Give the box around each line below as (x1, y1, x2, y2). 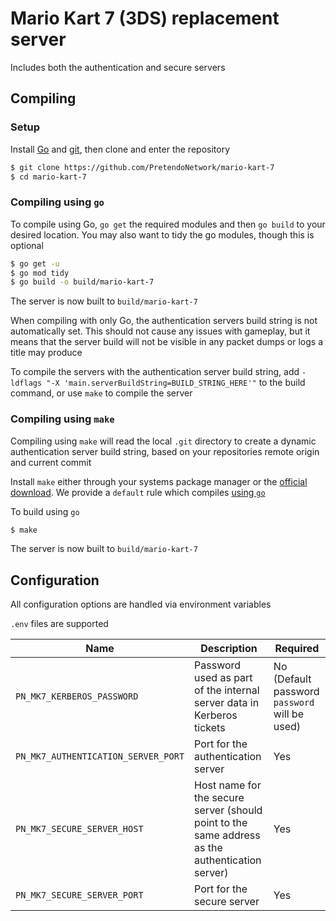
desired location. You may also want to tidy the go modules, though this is (10, 228, 315, 241)
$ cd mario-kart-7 (10, 172, 87, 182)
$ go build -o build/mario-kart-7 (10, 277, 155, 287)
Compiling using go (10, 195, 105, 209)
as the (194, 841, 223, 855)
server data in (194, 696, 260, 710)
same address (194, 828, 261, 842)
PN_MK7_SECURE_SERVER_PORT (15, 890, 144, 901)
